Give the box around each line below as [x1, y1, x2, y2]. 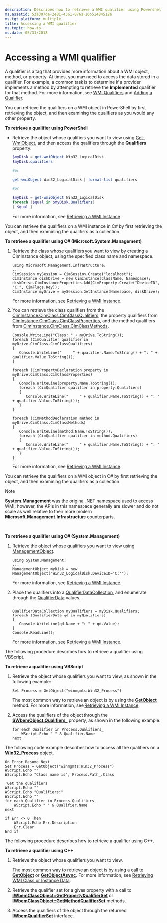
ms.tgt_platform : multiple [5, 16, 61, 21]
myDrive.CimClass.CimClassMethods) [12, 420, 86, 425]
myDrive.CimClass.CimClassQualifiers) [12, 341, 93, 346]
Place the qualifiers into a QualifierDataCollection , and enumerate [12, 589, 147, 595]
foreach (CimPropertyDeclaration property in [12, 367, 108, 373]
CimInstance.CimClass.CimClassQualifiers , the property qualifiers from [12, 312, 158, 318]
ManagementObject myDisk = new [12, 566, 78, 571]
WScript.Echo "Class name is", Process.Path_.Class [5, 772, 114, 777]
